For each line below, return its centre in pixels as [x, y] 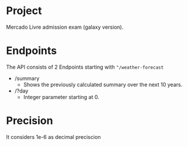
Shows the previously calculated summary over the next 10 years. [103, 84]
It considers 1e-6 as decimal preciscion [53, 137]
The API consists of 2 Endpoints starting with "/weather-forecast [85, 67]
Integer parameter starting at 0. [61, 97]
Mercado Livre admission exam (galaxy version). [65, 27]
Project [24, 11]
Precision [30, 121]
